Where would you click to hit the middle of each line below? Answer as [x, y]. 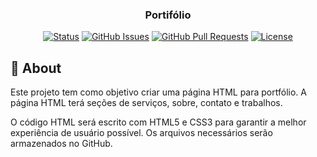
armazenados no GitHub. [61, 144]
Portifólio [168, 15]
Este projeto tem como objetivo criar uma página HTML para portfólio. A [158, 92]
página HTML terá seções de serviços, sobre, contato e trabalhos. [146, 103]
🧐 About [36, 68]
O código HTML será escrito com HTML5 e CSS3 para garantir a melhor [158, 122]
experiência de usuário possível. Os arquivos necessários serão [141, 133]
